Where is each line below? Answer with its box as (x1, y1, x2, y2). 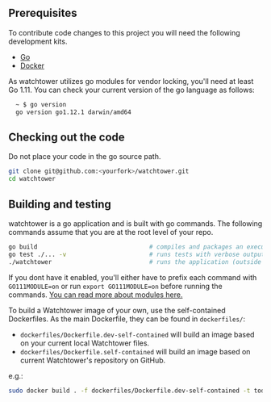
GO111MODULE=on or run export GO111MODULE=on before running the (8, 281, 223, 291)
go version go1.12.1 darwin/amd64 (15, 108, 131, 116)
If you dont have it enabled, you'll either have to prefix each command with (8, 272, 257, 282)
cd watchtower (8, 175, 56, 183)
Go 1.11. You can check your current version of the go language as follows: (8, 85, 256, 94)
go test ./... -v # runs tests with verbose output (8, 250, 265, 258)
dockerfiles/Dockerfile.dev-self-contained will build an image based (19, 329, 255, 339)
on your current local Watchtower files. (19, 338, 150, 348)
